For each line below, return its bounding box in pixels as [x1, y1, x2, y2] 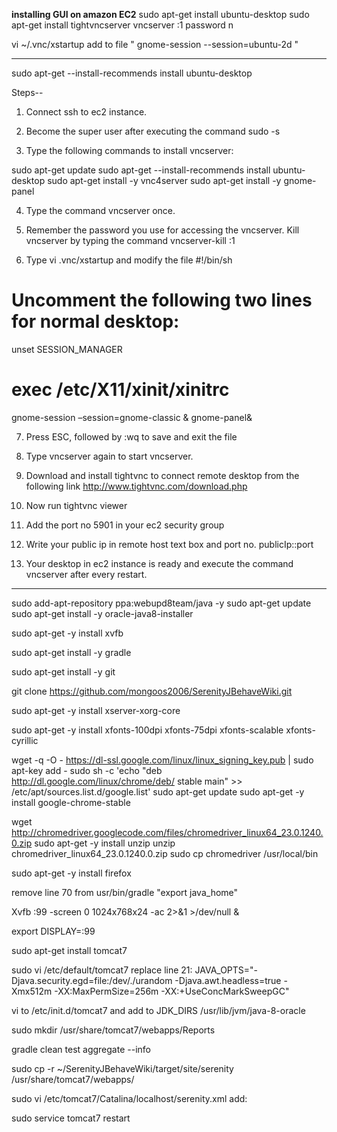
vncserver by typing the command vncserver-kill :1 [25, 235, 236, 246]
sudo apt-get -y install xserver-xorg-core [11, 704, 181, 716]
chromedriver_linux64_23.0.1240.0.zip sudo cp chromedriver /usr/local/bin [11, 847, 319, 859]
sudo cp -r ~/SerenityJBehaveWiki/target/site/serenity [11, 1062, 234, 1074]
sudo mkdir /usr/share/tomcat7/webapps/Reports [11, 1024, 216, 1036]
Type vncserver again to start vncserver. [25, 450, 194, 462]
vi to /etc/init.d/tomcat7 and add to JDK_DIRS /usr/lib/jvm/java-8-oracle [11, 1004, 306, 1016]
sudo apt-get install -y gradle [11, 646, 132, 658]
